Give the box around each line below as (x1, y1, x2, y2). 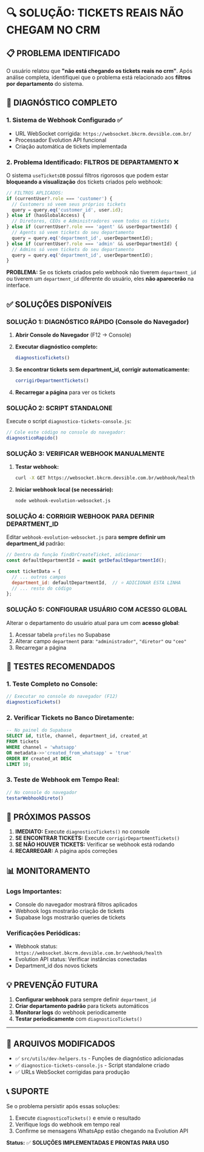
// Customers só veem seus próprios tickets (12, 201, 126, 207)
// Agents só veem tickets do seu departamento (12, 230, 135, 236)
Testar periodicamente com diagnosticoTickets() (15, 1015, 143, 1023)
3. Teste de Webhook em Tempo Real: (6, 776, 120, 784)
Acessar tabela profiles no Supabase (15, 631, 110, 638)
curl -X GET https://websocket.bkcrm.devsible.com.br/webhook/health (15, 475, 195, 481)
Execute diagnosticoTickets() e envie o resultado (15, 1114, 141, 1122)
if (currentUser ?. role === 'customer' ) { (6, 195, 113, 202)
